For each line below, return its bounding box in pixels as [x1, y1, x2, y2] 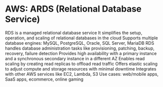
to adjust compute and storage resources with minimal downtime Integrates [5, 66, 157, 71]
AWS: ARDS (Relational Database [5, 3, 142, 15]
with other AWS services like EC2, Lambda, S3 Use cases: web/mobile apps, [5, 71, 159, 77]
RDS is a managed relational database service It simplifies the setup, [5, 30, 143, 35]
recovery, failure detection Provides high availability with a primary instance [5, 50, 157, 56]
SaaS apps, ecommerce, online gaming [5, 76, 84, 82]
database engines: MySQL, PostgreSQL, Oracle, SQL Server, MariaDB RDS [5, 40, 154, 46]
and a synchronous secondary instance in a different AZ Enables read [5, 55, 145, 61]
